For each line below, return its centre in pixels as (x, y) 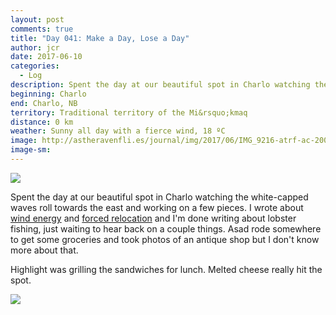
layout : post (37, 19)
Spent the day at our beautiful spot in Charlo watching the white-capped (159, 197)
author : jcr (35, 47)
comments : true (42, 29)
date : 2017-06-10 (46, 57)
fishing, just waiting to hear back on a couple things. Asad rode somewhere (166, 228)
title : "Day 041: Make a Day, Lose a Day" (100, 38)
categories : (35, 66)
